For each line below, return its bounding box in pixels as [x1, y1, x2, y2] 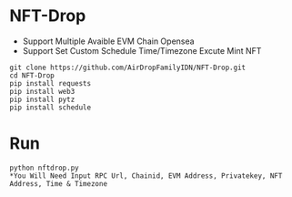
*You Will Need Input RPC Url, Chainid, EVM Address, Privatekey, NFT [9, 171, 283, 181]
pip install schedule [9, 102, 92, 112]
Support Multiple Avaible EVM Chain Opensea [22, 36, 195, 47]
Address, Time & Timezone [9, 179, 107, 188]
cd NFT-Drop [9, 70, 55, 80]
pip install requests [9, 78, 92, 88]
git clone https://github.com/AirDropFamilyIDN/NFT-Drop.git [9, 63, 247, 72]
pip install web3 [9, 87, 76, 96]
